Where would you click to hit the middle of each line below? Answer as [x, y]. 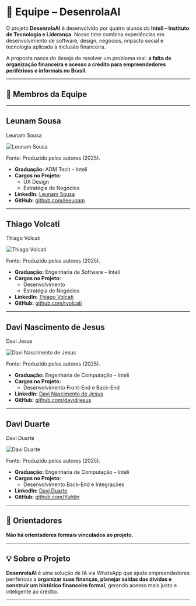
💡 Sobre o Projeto [38, 559]
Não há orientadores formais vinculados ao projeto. [70, 535]
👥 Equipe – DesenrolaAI [63, 12]
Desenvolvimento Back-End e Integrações [73, 484]
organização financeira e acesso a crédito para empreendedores [86, 64]
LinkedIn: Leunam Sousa [45, 194]
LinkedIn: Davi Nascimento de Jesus [59, 394]
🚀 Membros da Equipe [47, 94]
